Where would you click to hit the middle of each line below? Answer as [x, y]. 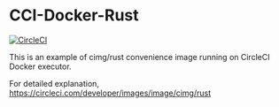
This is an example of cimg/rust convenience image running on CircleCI [139, 57]
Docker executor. [41, 66]
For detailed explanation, [54, 83]
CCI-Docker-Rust [74, 15]
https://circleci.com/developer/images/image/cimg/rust [110, 93]
